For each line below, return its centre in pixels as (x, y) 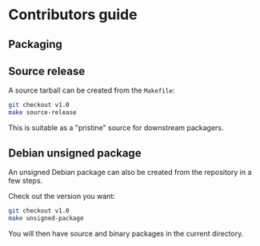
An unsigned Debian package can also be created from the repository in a (130, 172)
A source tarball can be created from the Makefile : (92, 90)
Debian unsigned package (75, 153)
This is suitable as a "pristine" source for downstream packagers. (116, 128)
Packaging (35, 44)
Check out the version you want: (62, 196)
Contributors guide (73, 15)
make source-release (43, 113)
